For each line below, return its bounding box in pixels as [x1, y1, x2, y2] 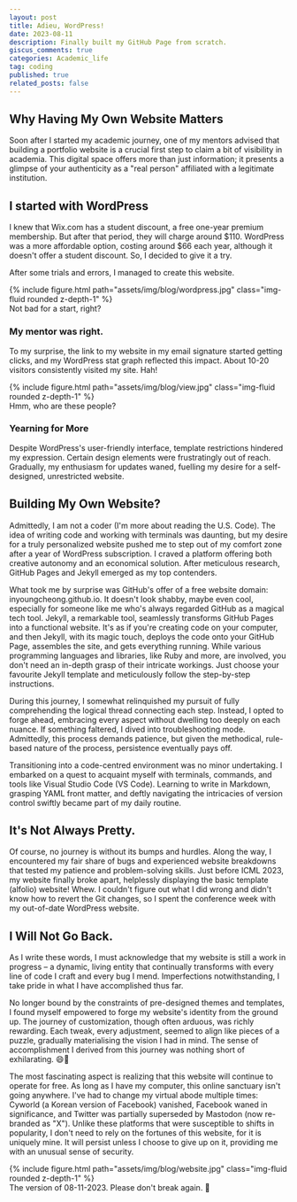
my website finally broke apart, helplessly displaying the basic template [9, 874, 269, 886]
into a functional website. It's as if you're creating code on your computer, [9, 622, 278, 632]
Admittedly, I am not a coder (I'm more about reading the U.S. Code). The [9, 520, 276, 531]
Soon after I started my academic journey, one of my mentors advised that [9, 135, 280, 146]
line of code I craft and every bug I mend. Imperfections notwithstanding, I [9, 971, 280, 981]
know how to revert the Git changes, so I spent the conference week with [9, 894, 276, 904]
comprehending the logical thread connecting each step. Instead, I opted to [9, 705, 285, 716]
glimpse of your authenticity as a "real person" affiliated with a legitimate [9, 163, 275, 174]
